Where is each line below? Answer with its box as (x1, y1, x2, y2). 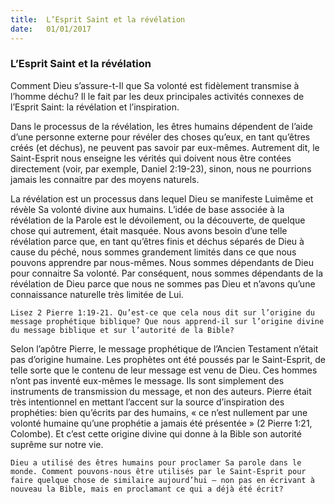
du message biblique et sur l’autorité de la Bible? (10, 325, 235, 335)
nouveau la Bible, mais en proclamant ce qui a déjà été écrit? (10, 484, 284, 494)
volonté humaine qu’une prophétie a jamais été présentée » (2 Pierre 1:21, (10, 417, 313, 429)
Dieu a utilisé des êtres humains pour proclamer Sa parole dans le (10, 457, 302, 468)
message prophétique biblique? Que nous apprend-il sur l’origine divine (10, 316, 325, 326)
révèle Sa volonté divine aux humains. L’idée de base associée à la (10, 203, 285, 215)
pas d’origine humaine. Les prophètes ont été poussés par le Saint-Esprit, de (10, 353, 326, 365)
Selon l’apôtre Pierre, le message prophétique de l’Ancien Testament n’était (10, 342, 319, 355)
